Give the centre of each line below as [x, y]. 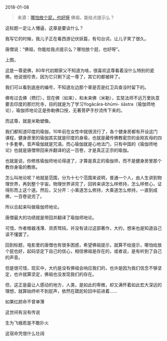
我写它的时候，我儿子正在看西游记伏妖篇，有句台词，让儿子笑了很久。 [77, 39]
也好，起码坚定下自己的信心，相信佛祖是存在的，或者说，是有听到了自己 [88, 251]
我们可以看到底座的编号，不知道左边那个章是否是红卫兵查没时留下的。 [77, 87]
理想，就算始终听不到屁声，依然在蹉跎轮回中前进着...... [61, 291]
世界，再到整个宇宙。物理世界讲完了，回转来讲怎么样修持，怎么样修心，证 [85, 184]
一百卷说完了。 [29, 196]
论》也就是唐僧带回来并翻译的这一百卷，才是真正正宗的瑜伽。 [68, 150]
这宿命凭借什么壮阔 [25, 333]
